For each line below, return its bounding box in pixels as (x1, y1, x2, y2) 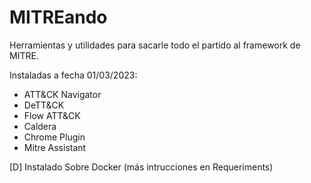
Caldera (23, 120, 57, 132)
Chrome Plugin (23, 131, 86, 143)
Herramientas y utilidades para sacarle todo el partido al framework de (9, 39, 301, 51)
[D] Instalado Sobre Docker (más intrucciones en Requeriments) (9, 161, 274, 173)
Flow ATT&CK (23, 109, 81, 121)
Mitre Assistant (23, 141, 87, 153)
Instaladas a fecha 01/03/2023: (9, 69, 138, 81)
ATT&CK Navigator (23, 88, 102, 100)
